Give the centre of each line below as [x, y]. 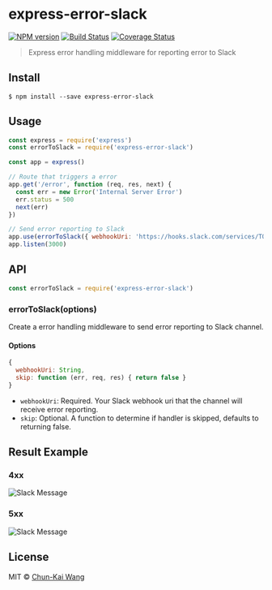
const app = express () [47, 162]
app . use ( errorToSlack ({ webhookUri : [70, 237]
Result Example [49, 452]
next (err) [32, 207]
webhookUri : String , [50, 370]
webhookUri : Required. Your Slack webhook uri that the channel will [131, 401]
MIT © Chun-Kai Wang [47, 576]
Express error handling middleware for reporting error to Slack [132, 52]
